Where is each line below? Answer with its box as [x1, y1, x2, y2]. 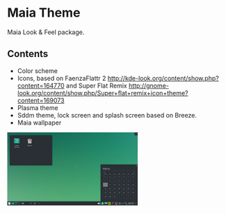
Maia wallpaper [17, 118, 62, 127]
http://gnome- [128, 81, 169, 90]
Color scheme [17, 66, 58, 74]
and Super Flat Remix [65, 81, 127, 90]
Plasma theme [17, 103, 58, 112]
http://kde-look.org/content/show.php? [107, 74, 219, 82]
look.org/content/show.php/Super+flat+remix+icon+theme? [17, 88, 189, 97]
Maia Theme [7, 5, 81, 21]
